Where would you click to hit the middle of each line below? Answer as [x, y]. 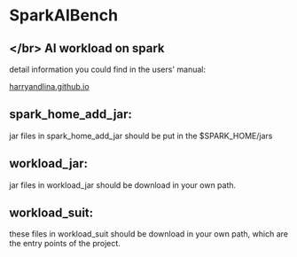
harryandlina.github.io [50, 86]
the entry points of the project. [65, 244]
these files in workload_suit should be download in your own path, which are [148, 234]
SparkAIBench [63, 16]
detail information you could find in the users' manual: [108, 69]
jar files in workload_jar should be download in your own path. [123, 185]
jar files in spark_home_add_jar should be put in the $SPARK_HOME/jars [141, 136]
